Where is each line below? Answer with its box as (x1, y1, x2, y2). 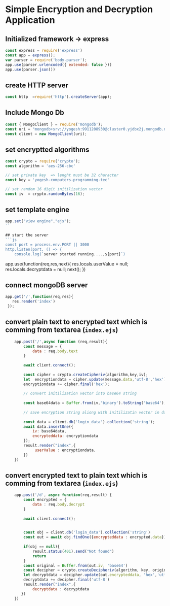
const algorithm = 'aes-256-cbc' (5, 163, 76, 169)
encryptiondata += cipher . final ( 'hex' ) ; (23, 382, 110, 387)
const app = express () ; (5, 52, 56, 58)
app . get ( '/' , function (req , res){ (5, 294, 73, 299)
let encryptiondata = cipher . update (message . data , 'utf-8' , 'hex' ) (23, 377, 166, 382)
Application (5, 14, 55, 26)
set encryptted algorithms (5, 145, 90, 154)
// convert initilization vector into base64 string (23, 391, 137, 396)
